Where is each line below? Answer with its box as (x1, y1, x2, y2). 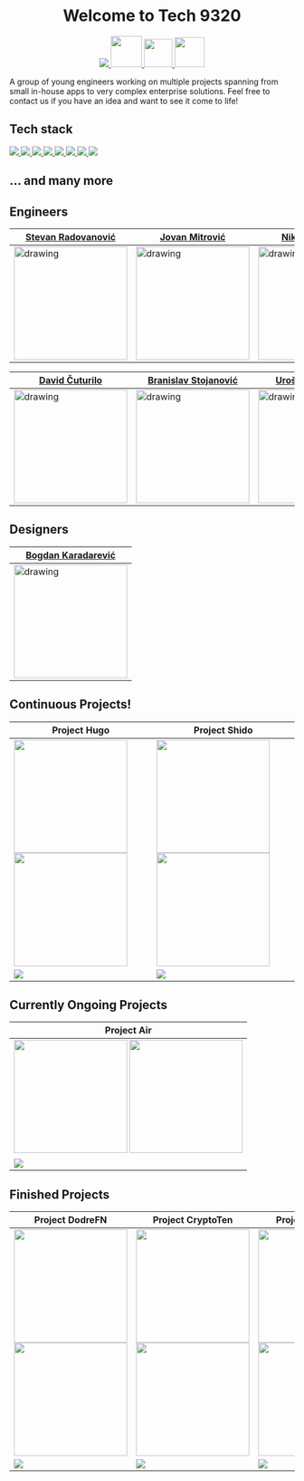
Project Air (104, 1024, 152, 1037)
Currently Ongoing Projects (9, 997, 167, 1013)
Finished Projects (9, 1187, 110, 1202)
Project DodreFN (33, 1214, 108, 1226)
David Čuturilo (39, 373, 102, 386)
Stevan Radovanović (25, 230, 116, 243)
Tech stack (9, 121, 73, 137)
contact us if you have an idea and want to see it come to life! (9, 95, 239, 106)
